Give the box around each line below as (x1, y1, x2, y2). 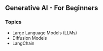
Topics (5, 19, 22, 25)
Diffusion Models (12, 35, 47, 41)
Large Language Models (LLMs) (12, 29, 77, 36)
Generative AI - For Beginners (5, 4, 99, 12)
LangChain (12, 40, 34, 46)
